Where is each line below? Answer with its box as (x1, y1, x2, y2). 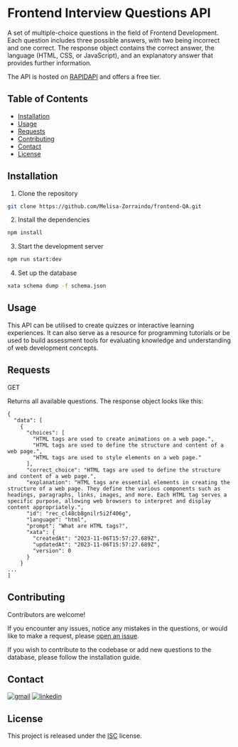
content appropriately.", (7, 503, 84, 511)
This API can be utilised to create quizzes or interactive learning (7, 321, 195, 329)
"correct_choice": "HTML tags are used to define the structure (26, 467, 221, 474)
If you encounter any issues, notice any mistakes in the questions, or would (7, 623, 228, 633)
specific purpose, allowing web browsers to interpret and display (7, 497, 212, 505)
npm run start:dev (7, 256, 62, 263)
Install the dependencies (17, 215, 90, 224)
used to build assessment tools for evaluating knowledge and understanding (7, 336, 231, 344)
